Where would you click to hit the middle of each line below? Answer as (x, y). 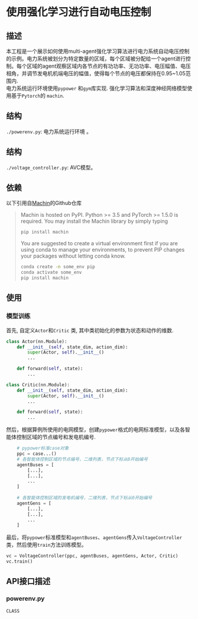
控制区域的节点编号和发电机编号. (56, 437)
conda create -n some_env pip (58, 267)
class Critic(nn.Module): (38, 385)
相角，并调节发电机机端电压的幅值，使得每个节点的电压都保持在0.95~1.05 (96, 73)
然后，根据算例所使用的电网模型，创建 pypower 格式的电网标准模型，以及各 (96, 429)
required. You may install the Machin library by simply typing (94, 221)
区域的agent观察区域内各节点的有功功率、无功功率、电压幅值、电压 (108, 66)
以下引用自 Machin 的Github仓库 (44, 203)
